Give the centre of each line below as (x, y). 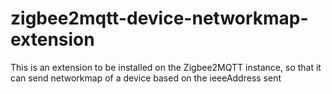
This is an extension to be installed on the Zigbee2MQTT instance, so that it (166, 67)
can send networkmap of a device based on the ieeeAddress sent (146, 78)
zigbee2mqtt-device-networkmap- (159, 18)
